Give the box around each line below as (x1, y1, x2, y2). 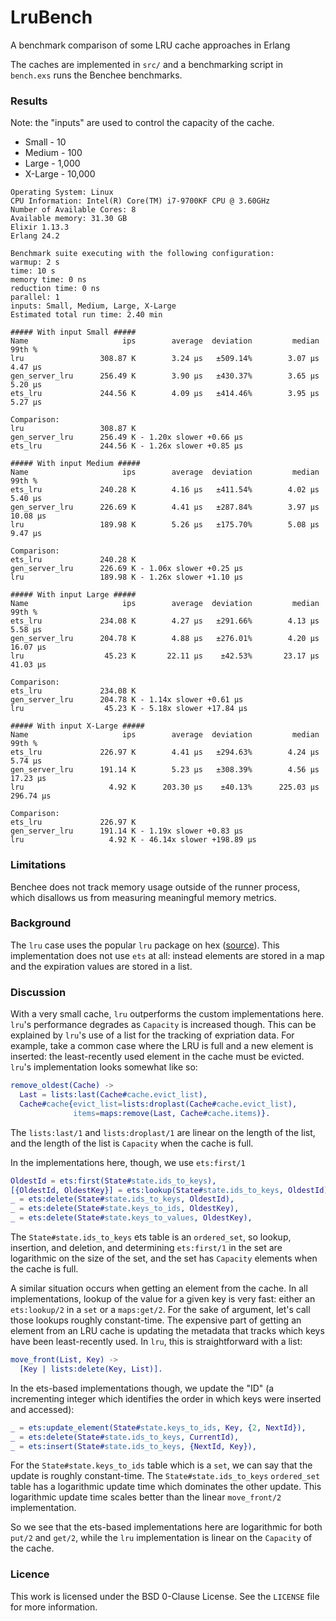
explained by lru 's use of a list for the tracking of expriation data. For (10, 1029, 295, 1041)
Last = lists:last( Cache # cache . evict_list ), (19, 1090, 208, 1100)
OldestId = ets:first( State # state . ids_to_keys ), (10, 1176, 217, 1186)
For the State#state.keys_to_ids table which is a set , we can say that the (10, 1459, 313, 1471)
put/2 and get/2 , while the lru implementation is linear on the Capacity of (10, 1532, 313, 1544)
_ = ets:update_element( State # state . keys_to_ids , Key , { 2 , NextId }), (10, 1422, 307, 1433)
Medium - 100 (24, 147, 83, 159)
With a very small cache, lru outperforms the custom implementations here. (10, 1008, 324, 1020)
